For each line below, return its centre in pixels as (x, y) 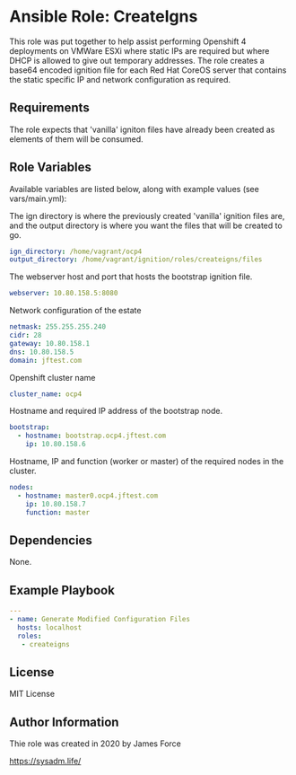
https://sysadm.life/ (45, 762)
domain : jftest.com (46, 360)
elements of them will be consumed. (76, 139)
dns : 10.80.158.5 (42, 352)
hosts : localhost (50, 627)
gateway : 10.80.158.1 (50, 343)
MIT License (32, 694)
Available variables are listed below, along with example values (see (135, 189)
